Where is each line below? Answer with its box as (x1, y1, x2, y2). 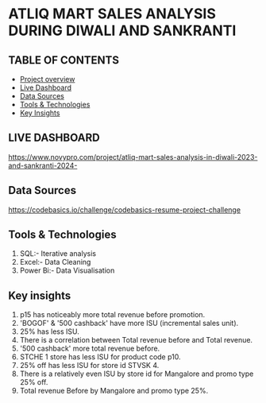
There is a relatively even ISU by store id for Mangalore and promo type (19, 369, 254, 378)
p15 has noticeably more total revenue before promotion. (19, 310, 206, 320)
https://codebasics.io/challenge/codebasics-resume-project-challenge (8, 204, 241, 215)
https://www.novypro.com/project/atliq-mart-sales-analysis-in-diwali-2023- (8, 152, 258, 161)
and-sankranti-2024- (8, 161, 78, 170)
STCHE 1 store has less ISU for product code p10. (19, 352, 181, 362)
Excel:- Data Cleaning (19, 258, 91, 267)
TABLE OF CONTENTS (8, 53, 119, 67)
